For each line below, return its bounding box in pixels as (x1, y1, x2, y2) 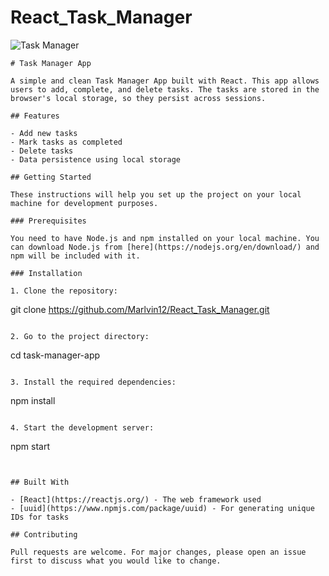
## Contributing (10, 529, 78, 540)
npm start (10, 440, 51, 452)
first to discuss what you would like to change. (10, 556, 222, 566)
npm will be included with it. (10, 251, 141, 261)
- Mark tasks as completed (10, 137, 123, 147)
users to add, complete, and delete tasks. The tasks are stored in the (10, 84, 320, 95)
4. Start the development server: (10, 422, 155, 433)
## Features (10, 111, 60, 121)
